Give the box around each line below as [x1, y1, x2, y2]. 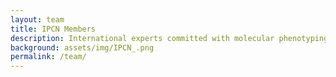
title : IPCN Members [10, 24, 97, 34]
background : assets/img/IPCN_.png [10, 42, 155, 53]
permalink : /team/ [10, 52, 87, 62]
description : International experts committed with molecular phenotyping [10, 33, 329, 43]
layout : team [10, 14, 65, 25]
